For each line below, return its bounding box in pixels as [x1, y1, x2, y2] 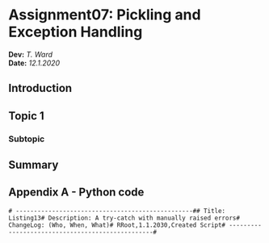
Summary [8, 158, 59, 172]
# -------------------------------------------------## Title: [8, 207, 226, 215]
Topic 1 [8, 109, 44, 123]
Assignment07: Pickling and [8, 6, 201, 24]
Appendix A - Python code [8, 186, 145, 199]
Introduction [8, 82, 73, 95]
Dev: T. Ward [8, 49, 53, 59]
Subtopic [8, 133, 45, 145]
